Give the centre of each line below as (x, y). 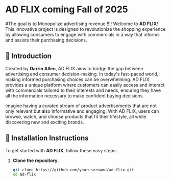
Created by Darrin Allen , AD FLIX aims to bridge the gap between (74, 68)
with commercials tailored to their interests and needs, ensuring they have (83, 90)
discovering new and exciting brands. (45, 122)
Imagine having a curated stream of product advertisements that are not (81, 106)
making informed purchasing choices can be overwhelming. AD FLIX (77, 79)
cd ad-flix (24, 175)
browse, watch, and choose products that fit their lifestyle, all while (76, 116)
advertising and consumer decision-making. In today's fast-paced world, (82, 74)
